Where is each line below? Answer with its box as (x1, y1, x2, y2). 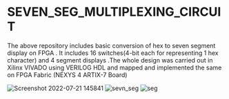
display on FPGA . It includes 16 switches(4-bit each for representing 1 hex (7, 49, 219, 57)
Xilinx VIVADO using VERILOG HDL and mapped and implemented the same (7, 63, 222, 71)
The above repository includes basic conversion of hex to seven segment (7, 41, 216, 49)
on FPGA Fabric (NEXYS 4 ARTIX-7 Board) (7, 70, 128, 79)
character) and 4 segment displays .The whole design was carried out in (7, 56, 213, 64)
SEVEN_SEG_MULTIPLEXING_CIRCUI (7, 4, 221, 20)
